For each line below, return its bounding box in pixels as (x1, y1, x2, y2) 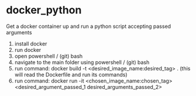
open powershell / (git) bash (14, 52, 83, 59)
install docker (14, 40, 47, 47)
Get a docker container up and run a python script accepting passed (6, 23, 171, 30)
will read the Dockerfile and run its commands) (14, 71, 128, 78)
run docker (14, 46, 42, 53)
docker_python (6, 3, 82, 17)
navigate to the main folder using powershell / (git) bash (14, 59, 150, 66)
